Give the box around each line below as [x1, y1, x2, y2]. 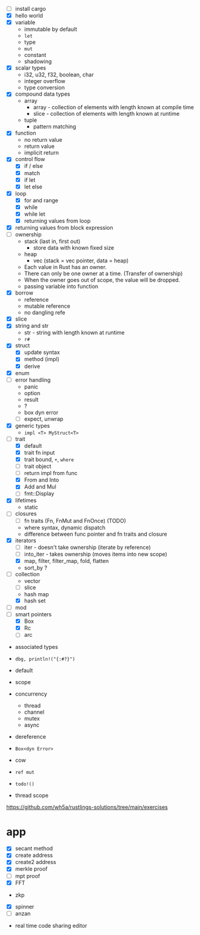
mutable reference [24, 302, 71, 310]
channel [24, 708, 44, 716]
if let [24, 176, 36, 184]
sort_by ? [24, 564, 47, 571]
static [24, 504, 38, 511]
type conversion [24, 84, 65, 92]
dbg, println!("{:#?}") [15, 656, 76, 662]
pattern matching [33, 123, 76, 130]
